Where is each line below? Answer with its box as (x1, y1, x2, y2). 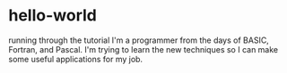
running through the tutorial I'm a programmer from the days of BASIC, (8, 35, 270, 45)
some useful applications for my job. (8, 53, 143, 64)
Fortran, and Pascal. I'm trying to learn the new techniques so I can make (8, 44, 279, 54)
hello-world (8, 5, 98, 26)
